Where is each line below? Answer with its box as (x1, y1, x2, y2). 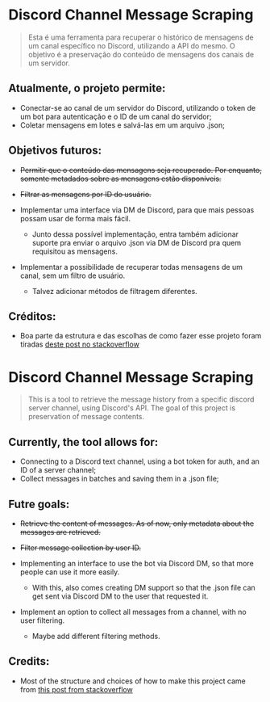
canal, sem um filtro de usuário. (19, 271, 126, 280)
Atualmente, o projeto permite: (8, 82, 166, 95)
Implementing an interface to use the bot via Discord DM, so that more (19, 558, 254, 568)
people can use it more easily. (19, 567, 120, 577)
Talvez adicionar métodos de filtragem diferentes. (31, 286, 197, 296)
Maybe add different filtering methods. (31, 631, 161, 641)
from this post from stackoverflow (19, 684, 133, 694)
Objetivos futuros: (8, 144, 102, 158)
